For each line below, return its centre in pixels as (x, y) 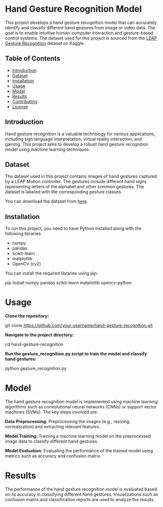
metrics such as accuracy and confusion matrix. (53, 456)
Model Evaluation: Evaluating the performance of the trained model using (79, 451)
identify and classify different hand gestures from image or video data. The (80, 27)
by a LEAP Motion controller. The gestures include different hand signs (76, 182)
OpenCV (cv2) (27, 264)
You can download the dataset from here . (47, 202)
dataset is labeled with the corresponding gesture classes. (64, 192)
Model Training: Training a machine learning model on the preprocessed (78, 436)
